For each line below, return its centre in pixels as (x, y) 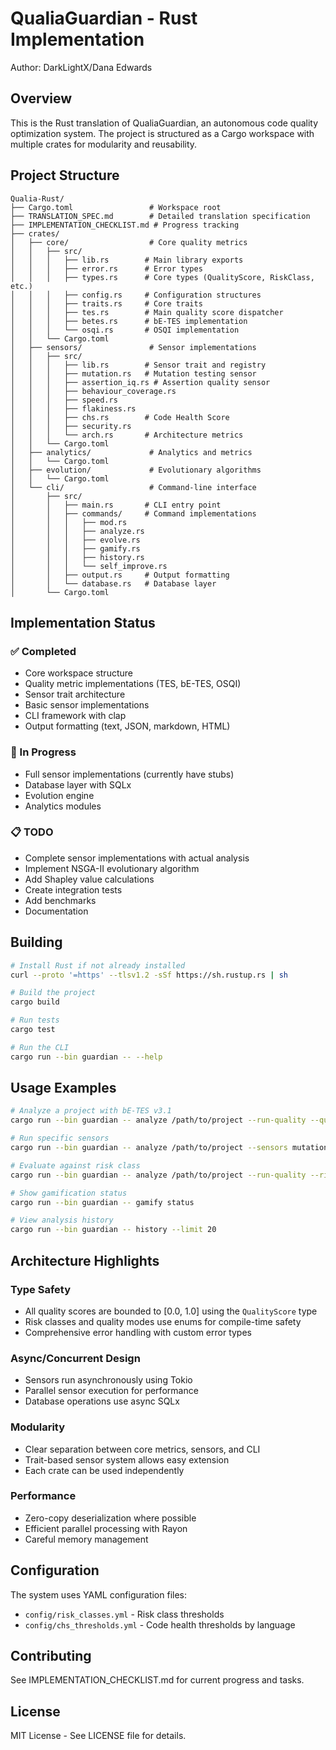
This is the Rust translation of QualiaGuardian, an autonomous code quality (164, 123)
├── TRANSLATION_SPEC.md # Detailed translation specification (160, 216)
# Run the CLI (40, 1047)
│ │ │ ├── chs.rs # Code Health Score (120, 417)
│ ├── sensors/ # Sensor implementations (133, 347)
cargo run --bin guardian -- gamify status (102, 1202)
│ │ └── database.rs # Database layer (113, 583)
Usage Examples (63, 1088)
